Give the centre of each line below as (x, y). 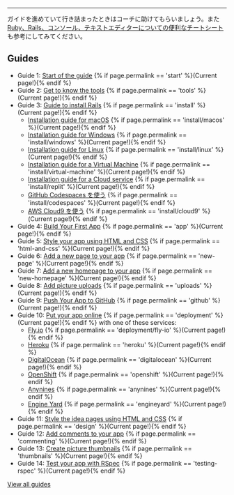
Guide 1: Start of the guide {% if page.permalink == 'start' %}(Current (117, 75)
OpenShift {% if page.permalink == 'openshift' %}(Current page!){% (126, 374)
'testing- (205, 463)
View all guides (29, 484)
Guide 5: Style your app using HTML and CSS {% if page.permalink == (119, 241)
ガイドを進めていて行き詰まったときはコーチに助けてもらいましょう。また (114, 19)
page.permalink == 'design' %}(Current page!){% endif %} (102, 426)
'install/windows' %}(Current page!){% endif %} (97, 142)
